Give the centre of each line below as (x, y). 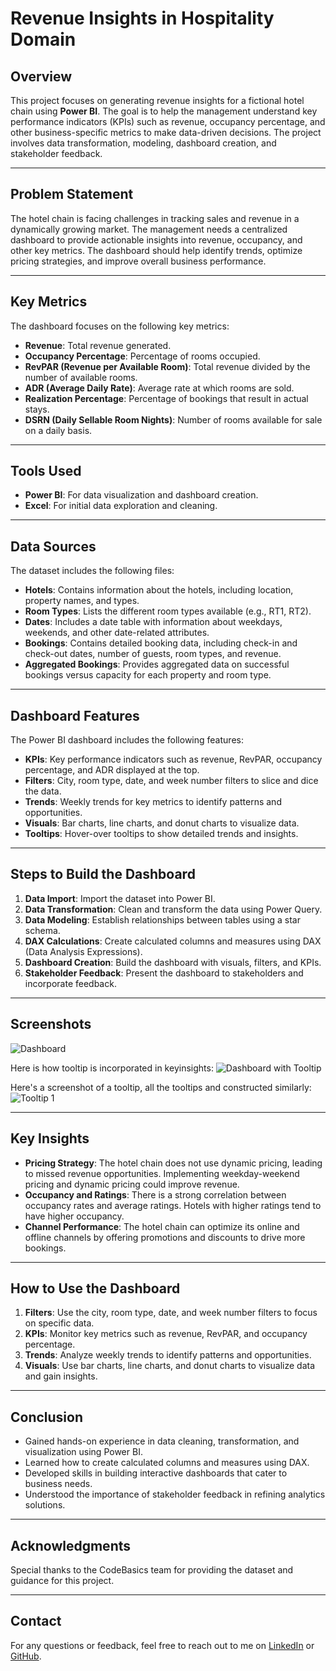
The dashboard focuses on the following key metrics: (120, 326)
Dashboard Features (75, 715)
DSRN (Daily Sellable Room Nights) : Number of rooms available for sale (173, 419)
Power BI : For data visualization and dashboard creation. (141, 495)
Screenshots (51, 1024)
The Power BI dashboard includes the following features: (127, 740)
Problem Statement (72, 194)
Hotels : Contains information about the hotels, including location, (159, 590)
